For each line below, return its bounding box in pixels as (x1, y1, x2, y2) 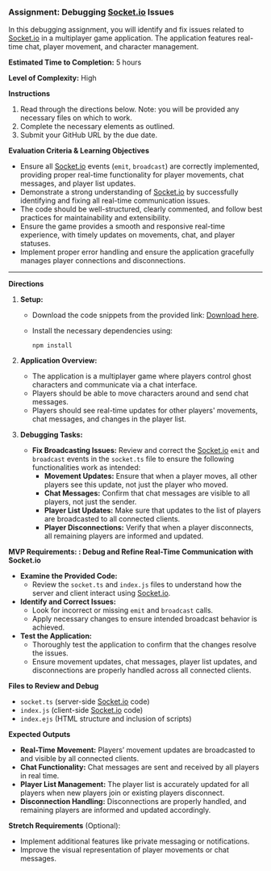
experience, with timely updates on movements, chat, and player (19, 230, 236, 240)
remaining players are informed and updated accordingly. (19, 806, 211, 815)
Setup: (19, 295, 44, 304)
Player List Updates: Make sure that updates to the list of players (44, 505, 261, 515)
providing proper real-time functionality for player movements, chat (19, 170, 244, 180)
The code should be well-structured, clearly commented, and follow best (19, 204, 263, 214)
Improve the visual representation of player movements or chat (19, 845, 230, 855)
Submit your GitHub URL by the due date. (19, 130, 158, 140)
